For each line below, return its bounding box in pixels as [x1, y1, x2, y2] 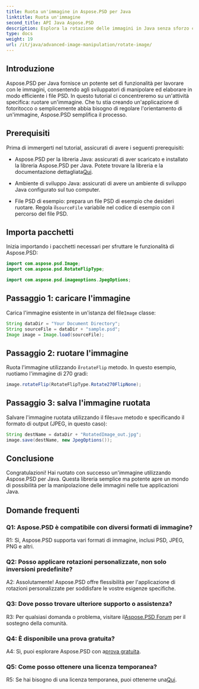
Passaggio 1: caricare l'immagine [6, 293, 131, 303]
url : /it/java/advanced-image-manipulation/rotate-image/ [6, 42, 152, 48]
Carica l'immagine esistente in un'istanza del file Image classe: [6, 309, 156, 316]
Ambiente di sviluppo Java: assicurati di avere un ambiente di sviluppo [14, 179, 187, 187]
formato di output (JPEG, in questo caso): [6, 420, 108, 427]
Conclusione [6, 453, 54, 463]
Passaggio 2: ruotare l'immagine [6, 348, 129, 358]
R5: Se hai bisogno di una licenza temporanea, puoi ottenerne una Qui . [6, 676, 177, 683]
